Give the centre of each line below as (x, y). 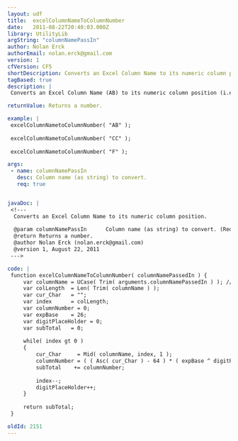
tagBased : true (30, 80)
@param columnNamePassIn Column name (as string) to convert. (115, 230)
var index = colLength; (66, 302)
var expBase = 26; (55, 315)
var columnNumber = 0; (57, 308)
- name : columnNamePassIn (49, 171)
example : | (23, 119)
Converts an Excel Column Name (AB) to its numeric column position (114, 93)
